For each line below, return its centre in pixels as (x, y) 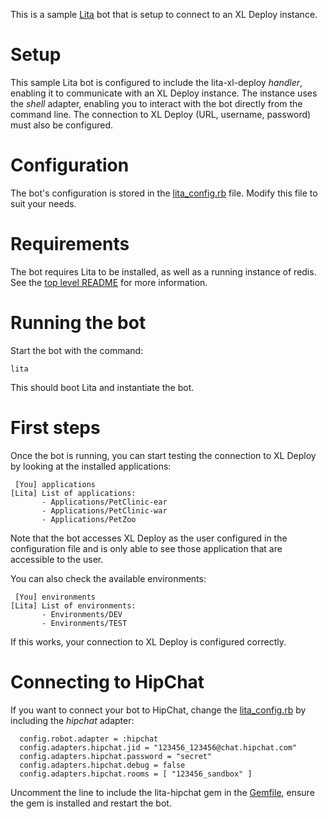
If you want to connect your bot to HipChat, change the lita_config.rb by (158, 710)
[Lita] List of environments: (73, 605)
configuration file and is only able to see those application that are (146, 548)
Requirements (70, 244)
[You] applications (55, 484)
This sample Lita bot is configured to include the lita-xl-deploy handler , (156, 82)
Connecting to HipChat (107, 681)
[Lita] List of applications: (73, 493)
